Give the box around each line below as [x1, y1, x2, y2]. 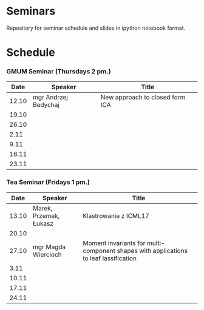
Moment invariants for [83, 238, 146, 247]
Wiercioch [32, 250, 62, 258]
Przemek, [32, 211, 60, 220]
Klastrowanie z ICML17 [83, 211, 150, 220]
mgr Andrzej [32, 93, 69, 101]
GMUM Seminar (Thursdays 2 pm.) [6, 67, 111, 76]
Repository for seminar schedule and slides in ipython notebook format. [6, 24, 186, 32]
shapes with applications [117, 246, 188, 255]
